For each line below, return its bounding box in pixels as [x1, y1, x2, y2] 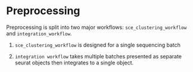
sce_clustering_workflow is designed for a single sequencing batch [14, 41, 180, 48]
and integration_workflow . [6, 30, 72, 37]
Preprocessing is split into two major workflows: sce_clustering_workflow [6, 24, 187, 31]
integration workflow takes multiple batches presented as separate [14, 53, 182, 60]
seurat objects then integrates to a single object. [14, 59, 134, 66]
